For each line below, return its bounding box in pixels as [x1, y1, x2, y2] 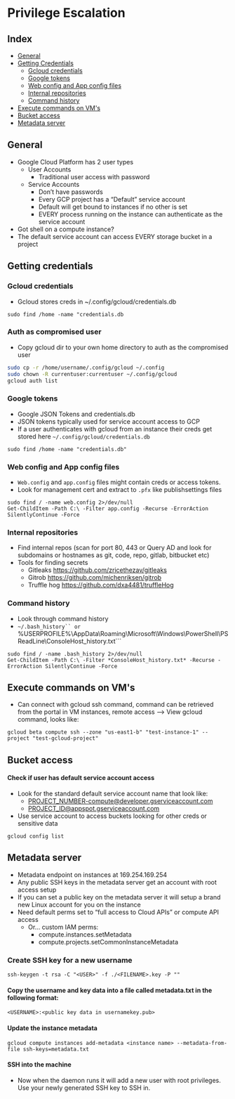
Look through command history [17, 614, 109, 623]
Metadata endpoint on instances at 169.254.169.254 [17, 870, 168, 879]
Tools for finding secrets [17, 559, 88, 567]
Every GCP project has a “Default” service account [38, 195, 186, 203]
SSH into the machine [7, 1060, 72, 1069]
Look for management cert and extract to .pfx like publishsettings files [17, 486, 222, 494]
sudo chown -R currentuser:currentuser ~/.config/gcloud [7, 370, 177, 377]
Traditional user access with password [38, 172, 150, 181]
